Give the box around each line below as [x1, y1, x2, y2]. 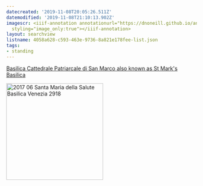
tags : [6, 43, 20, 49]
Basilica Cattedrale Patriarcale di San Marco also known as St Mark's [6, 65, 178, 72]
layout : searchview [6, 31, 56, 37]
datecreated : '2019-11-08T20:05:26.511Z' [6, 8, 112, 15]
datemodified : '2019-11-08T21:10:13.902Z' [6, 14, 115, 21]
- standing [6, 48, 34, 54]
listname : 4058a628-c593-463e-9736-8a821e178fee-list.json [6, 37, 158, 43]
